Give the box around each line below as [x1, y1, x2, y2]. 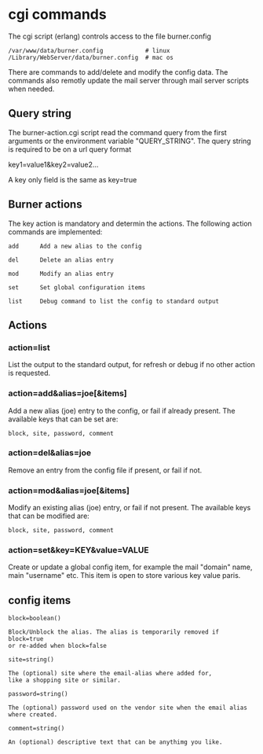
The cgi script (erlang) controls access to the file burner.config [8, 31, 212, 41]
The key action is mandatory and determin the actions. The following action [8, 219, 253, 228]
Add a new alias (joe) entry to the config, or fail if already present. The [8, 406, 236, 415]
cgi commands [8, 6, 108, 24]
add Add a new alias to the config [8, 242, 143, 250]
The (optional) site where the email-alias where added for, [8, 670, 213, 678]
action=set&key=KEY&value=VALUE [8, 545, 149, 556]
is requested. [8, 368, 51, 378]
